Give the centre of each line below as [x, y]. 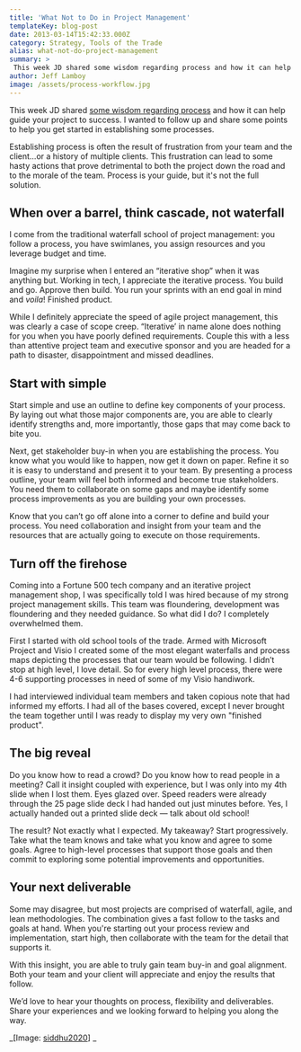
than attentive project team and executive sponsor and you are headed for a [150, 346]
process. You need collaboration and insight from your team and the [135, 526]
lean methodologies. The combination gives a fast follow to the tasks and [145, 918]
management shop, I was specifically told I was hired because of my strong [149, 595]
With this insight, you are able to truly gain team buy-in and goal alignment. [148, 964]
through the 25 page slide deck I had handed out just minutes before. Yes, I [149, 803]
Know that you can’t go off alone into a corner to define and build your [139, 517]
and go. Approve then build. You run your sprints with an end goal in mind [146, 290]
